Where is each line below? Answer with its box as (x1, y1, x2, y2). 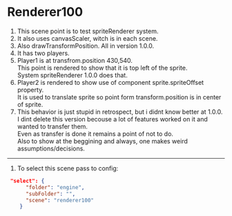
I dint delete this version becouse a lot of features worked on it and (17, 115, 209, 123)
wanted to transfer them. (17, 122, 88, 130)
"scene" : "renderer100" (25, 197, 95, 204)
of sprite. (17, 100, 43, 108)
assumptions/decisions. (17, 144, 85, 153)
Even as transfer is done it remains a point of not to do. (17, 129, 174, 138)
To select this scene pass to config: (17, 164, 119, 173)
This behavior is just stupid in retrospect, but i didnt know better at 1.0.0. (17, 108, 223, 116)
